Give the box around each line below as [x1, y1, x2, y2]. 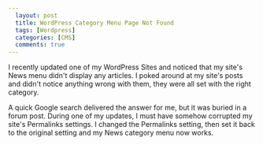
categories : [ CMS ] [15, 33, 76, 42]
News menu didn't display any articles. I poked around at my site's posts [8, 71, 243, 80]
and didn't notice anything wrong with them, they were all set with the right [8, 80, 252, 89]
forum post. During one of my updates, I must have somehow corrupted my [8, 111, 254, 121]
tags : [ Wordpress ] [15, 26, 76, 34]
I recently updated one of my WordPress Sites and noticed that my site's [8, 62, 243, 72]
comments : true [15, 41, 65, 49]
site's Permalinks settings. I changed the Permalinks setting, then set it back [8, 120, 256, 129]
